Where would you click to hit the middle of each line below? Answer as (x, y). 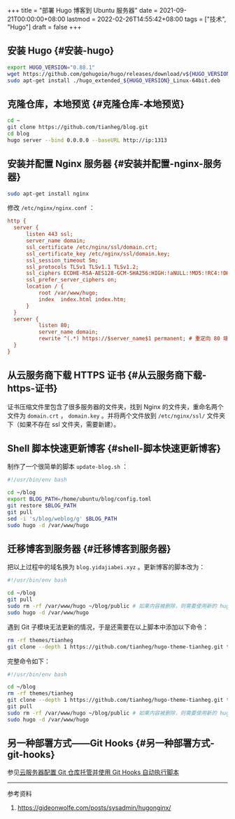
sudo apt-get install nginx (48, 194)
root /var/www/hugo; (68, 293)
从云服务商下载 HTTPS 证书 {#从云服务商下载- (107, 375)
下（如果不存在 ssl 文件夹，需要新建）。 (64, 424)
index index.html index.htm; (83, 299)
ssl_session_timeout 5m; (62, 260)
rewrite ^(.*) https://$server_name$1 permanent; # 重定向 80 (129, 339)
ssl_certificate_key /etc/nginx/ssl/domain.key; (98, 254)
